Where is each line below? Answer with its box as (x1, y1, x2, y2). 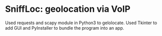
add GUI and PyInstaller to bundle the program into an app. (5, 25, 124, 31)
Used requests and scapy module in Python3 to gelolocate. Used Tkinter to (5, 20, 157, 26)
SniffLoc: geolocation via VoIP (5, 3, 131, 15)
